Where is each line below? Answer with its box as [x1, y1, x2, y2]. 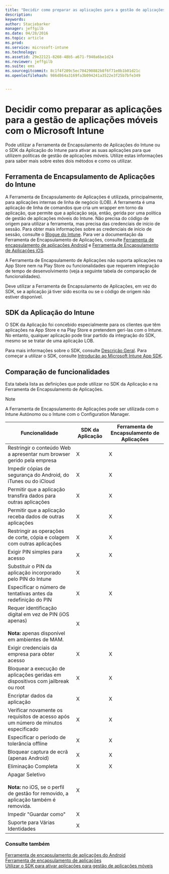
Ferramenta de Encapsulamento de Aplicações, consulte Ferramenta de [5, 237, 154, 243]
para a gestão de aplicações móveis [5, 115, 158, 126]
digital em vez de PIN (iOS [8, 611, 69, 618]
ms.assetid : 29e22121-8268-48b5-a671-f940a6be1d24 [5, 54, 114, 60]
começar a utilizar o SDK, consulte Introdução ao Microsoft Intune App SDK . [5, 353, 163, 359]
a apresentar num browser [8, 451, 70, 458]
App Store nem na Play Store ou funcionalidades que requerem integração [5, 262, 159, 268]
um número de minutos [8, 720, 63, 727]
